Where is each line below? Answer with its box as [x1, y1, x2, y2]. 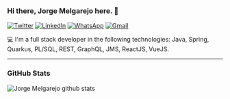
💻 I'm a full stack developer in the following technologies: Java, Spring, [7, 36, 209, 44]
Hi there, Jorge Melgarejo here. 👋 [7, 6, 119, 16]
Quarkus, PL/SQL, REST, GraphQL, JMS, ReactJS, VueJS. [7, 45, 170, 53]
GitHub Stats [7, 68, 51, 78]
